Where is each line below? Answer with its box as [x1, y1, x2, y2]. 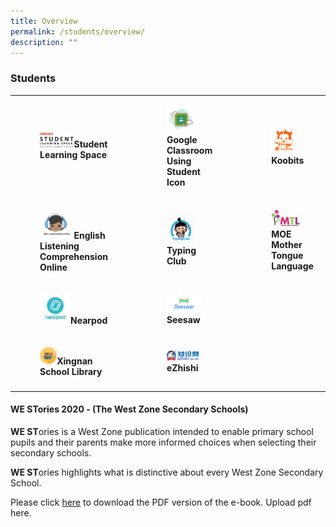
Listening [39, 240, 80, 252]
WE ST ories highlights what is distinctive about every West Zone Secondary [10, 466, 324, 478]
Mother [271, 239, 303, 251]
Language [271, 260, 314, 272]
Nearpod [70, 315, 108, 327]
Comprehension [39, 250, 108, 262]
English [73, 229, 106, 241]
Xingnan [56, 355, 93, 367]
